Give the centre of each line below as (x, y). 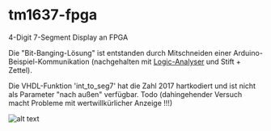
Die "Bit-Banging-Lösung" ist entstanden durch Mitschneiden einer (120, 53)
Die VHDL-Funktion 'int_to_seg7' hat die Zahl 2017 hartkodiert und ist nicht (132, 86)
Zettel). (20, 70)
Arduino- (248, 53)
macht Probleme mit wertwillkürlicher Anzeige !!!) (90, 103)
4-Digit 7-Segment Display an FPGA (68, 37)
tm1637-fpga (53, 15)
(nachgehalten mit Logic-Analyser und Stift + (166, 61)
